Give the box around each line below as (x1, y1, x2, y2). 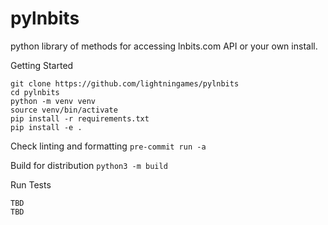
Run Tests (10, 178, 52, 191)
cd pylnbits (10, 87, 60, 97)
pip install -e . (10, 122, 83, 132)
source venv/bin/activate (10, 105, 118, 115)
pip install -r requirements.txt (10, 113, 150, 124)
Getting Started (10, 59, 74, 71)
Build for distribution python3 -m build (10, 159, 168, 171)
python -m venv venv (10, 96, 97, 106)
